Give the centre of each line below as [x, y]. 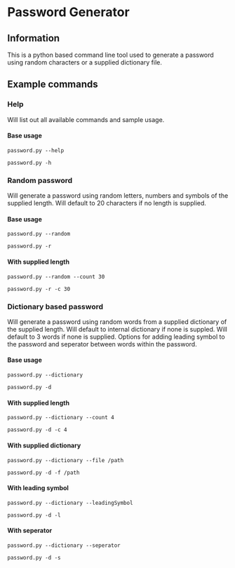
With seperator [30, 531]
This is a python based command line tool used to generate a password [110, 55]
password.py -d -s [34, 557]
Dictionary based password [55, 306]
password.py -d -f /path [43, 473]
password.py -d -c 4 [38, 430]
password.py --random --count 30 [56, 277]
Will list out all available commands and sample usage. [86, 119]
